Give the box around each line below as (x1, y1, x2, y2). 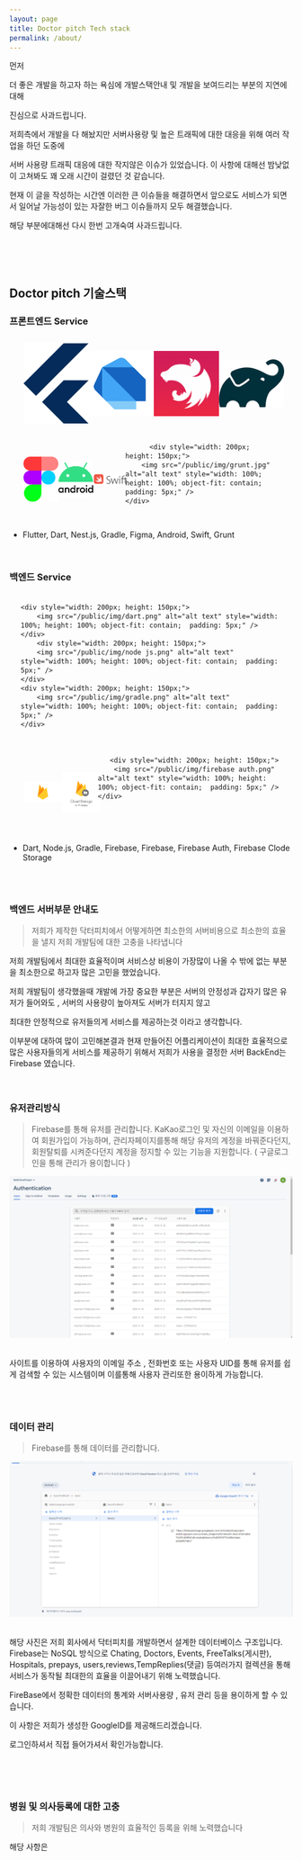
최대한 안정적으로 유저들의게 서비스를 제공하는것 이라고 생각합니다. (9, 1016, 243, 1027)
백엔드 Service (9, 571, 72, 583)
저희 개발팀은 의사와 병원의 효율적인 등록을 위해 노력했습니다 (31, 1822, 244, 1833)
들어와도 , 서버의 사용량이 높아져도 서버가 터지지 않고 (25, 997, 211, 1008)
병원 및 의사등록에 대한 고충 (9, 1800, 120, 1812)
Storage (22, 851, 52, 863)
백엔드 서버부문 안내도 (9, 903, 99, 915)
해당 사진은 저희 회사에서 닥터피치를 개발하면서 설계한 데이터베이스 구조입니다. (9, 1637, 283, 1648)
